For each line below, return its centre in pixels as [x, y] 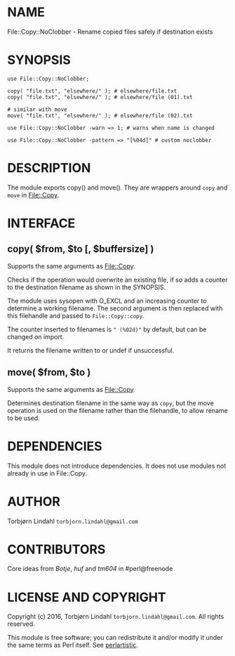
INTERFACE [41, 223]
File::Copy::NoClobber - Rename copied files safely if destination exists [110, 32]
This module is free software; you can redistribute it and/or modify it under [115, 638]
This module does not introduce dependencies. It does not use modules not [117, 466]
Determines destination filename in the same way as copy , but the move [110, 403]
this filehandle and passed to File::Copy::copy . [76, 315]
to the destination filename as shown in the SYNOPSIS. [87, 287]
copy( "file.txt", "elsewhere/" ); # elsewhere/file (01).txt [100, 97]
